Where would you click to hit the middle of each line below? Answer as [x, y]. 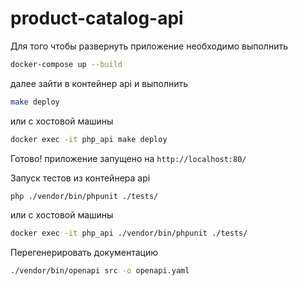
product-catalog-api [97, 18]
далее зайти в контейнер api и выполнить [99, 83]
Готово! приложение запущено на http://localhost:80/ [128, 158]
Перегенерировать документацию [84, 253]
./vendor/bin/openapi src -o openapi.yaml [100, 271]
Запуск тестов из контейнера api [80, 178]
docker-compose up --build [66, 64]
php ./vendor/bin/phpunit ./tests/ [84, 196]
